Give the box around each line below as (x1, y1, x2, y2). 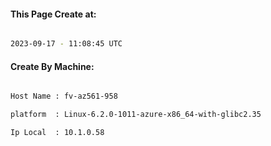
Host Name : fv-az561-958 (10, 91, 118, 102)
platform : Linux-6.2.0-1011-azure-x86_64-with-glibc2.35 (10, 110, 262, 120)
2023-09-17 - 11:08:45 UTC (10, 39, 123, 49)
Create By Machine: (10, 60, 95, 72)
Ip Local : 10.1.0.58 (10, 128, 105, 138)
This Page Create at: (10, 8, 97, 20)
